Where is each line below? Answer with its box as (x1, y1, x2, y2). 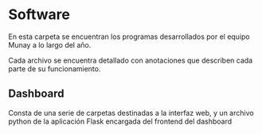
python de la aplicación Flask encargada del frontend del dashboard (8, 117, 233, 126)
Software (8, 6, 70, 24)
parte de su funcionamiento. (8, 63, 101, 73)
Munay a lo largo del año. (8, 40, 92, 49)
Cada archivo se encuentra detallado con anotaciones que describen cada (8, 56, 253, 65)
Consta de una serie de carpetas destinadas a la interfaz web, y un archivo (8, 108, 254, 117)
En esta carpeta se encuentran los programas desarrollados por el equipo (8, 32, 251, 41)
